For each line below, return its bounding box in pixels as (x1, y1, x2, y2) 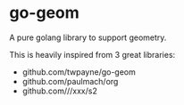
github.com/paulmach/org (21, 76, 119, 86)
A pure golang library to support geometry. (9, 32, 167, 43)
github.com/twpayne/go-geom (21, 66, 136, 77)
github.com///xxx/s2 (21, 85, 98, 96)
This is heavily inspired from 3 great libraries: (9, 49, 176, 60)
